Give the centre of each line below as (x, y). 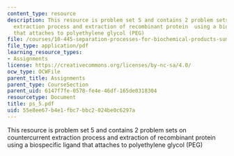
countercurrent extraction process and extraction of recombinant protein (111, 137)
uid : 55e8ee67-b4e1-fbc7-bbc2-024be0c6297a (71, 110)
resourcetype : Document (42, 98)
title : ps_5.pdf (31, 104)
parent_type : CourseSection (48, 85)
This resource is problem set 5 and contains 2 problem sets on (97, 130)
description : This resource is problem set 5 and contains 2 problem (110, 20)
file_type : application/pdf (48, 46)
